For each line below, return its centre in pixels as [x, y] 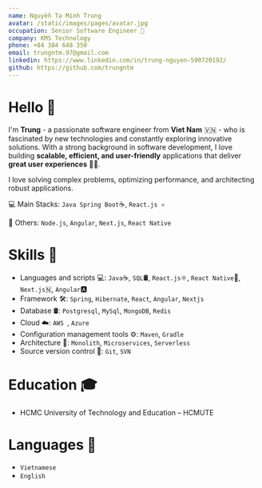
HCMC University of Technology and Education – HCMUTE [117, 412]
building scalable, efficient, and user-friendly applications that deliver [125, 155]
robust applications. [41, 188]
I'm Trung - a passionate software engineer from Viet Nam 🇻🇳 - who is [127, 130]
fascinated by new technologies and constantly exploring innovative [120, 138]
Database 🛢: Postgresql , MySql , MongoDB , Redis [95, 310]
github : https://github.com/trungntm [71, 68]
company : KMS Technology [50, 38]
